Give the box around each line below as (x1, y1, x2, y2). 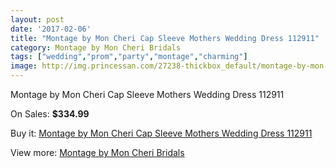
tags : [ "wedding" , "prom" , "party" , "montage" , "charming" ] (10, 52, 248, 62)
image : (10, 61, 38, 71)
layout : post (10, 14, 65, 25)
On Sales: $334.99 (10, 108, 90, 120)
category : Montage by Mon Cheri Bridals (10, 42, 182, 53)
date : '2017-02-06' (10, 24, 92, 34)
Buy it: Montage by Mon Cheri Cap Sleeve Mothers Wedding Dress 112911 (10, 127, 313, 139)
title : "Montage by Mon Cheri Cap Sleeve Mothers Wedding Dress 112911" (10, 33, 320, 43)
